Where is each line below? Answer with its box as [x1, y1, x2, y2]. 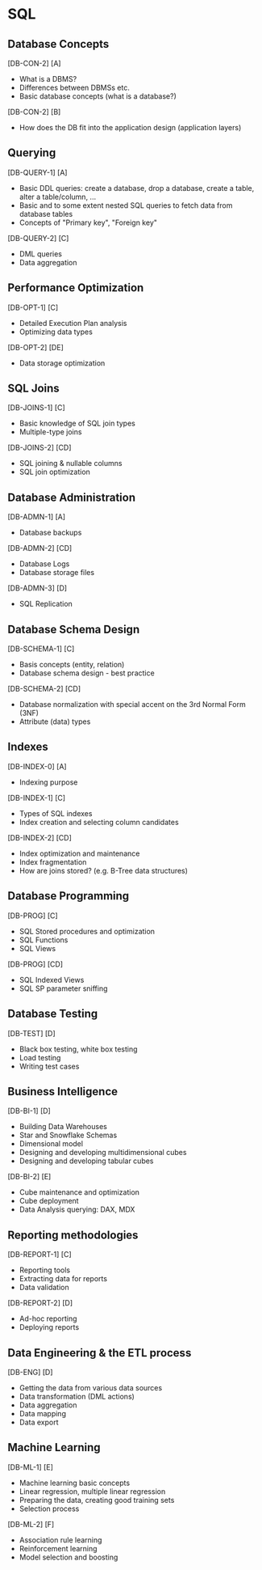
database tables [19, 209, 73, 218]
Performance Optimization [7, 281, 144, 295]
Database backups [19, 527, 82, 538]
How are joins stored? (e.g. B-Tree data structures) [19, 865, 189, 875]
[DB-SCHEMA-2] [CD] [7, 684, 81, 694]
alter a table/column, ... [19, 192, 97, 201]
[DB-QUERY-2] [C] [7, 233, 69, 243]
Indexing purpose [19, 777, 78, 787]
